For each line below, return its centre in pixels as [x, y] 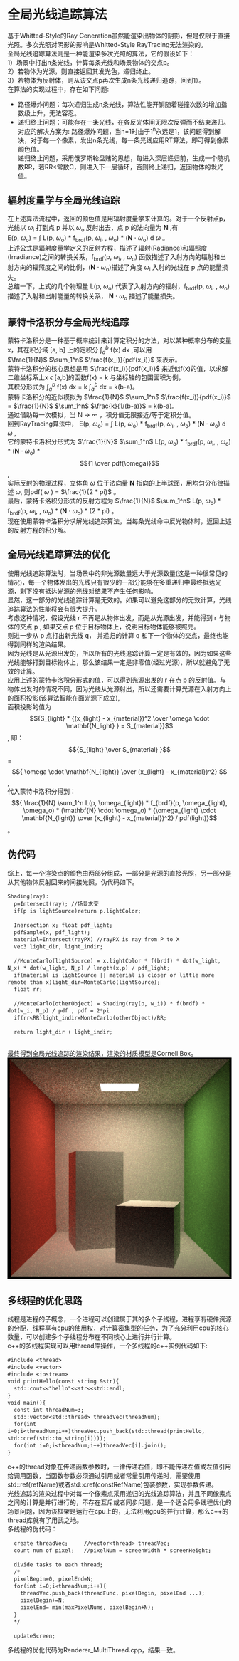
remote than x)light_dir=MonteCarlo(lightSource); [84, 982]
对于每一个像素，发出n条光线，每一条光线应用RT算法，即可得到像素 [130, 140]
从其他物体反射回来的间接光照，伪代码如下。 [73, 882]
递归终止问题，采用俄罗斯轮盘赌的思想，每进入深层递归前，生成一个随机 [123, 158]
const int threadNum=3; [49, 1410]
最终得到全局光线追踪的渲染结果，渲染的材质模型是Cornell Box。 [102, 1053]
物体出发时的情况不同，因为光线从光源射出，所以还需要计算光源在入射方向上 [119, 688]
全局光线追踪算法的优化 [59, 555]
